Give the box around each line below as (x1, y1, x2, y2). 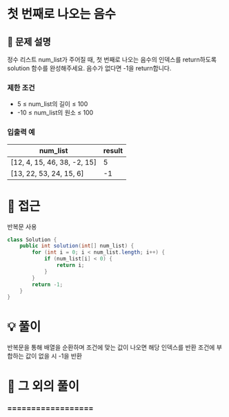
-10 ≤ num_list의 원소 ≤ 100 (17, 108, 94, 117)
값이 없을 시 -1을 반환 (25, 352, 83, 360)
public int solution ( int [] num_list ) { (19, 243, 135, 250)
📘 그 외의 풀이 (7, 378, 80, 394)
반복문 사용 (7, 222, 37, 231)
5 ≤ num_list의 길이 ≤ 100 (17, 100, 88, 108)
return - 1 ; (32, 281, 63, 288)
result (103, 145, 123, 155)
